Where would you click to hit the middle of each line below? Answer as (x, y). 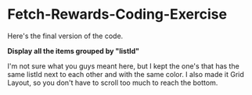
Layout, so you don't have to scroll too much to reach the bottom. (113, 83)
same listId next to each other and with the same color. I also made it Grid (126, 74)
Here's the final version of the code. (65, 36)
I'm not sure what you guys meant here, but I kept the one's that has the (123, 66)
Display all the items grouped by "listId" (74, 51)
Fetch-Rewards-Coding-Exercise (117, 14)
